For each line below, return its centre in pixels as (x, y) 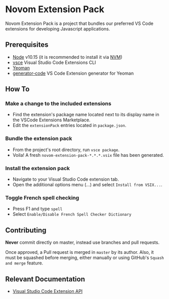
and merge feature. (24, 263)
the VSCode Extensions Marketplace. (51, 120)
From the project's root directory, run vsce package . (66, 149)
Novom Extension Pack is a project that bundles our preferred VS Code (79, 23)
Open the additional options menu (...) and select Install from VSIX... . (88, 185)
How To (17, 89)
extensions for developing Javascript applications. (58, 28)
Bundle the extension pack (39, 139)
